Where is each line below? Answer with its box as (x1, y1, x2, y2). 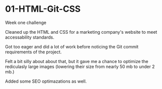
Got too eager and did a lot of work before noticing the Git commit (5, 44, 139, 49)
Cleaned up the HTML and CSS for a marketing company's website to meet (5, 29, 158, 35)
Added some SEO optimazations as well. (5, 78, 87, 84)
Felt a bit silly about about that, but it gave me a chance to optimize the (5, 58, 149, 64)
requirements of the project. (5, 49, 62, 55)
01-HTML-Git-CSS (5, 3, 81, 15)
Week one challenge (5, 20, 47, 25)
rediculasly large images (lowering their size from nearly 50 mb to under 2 (5, 64, 155, 69)
